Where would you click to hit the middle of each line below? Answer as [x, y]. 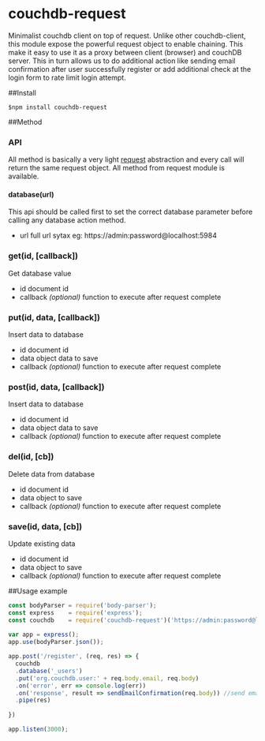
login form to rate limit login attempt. [67, 77]
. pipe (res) [33, 700]
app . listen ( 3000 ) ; [38, 730]
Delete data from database [52, 473]
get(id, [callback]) [43, 256]
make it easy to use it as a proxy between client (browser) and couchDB [125, 52]
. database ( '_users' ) [49, 671]
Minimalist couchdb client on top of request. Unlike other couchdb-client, [127, 36]
